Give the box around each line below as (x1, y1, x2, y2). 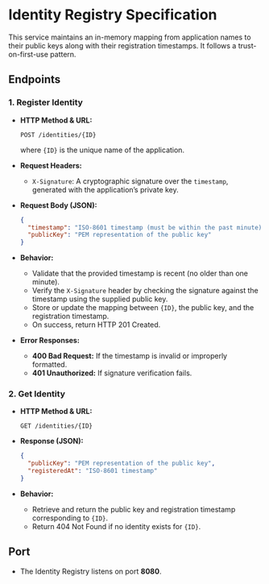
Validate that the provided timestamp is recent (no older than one (31, 268, 248, 279)
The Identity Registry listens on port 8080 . (19, 566, 162, 576)
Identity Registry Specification (8, 6, 217, 24)
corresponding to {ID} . (31, 513, 109, 523)
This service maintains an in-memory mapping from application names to (8, 32, 251, 42)
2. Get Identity (8, 388, 66, 400)
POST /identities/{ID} (19, 130, 97, 139)
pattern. (49, 49, 77, 59)
